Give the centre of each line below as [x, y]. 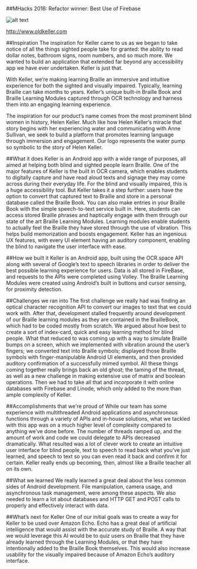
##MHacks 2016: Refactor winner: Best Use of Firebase [74, 9]
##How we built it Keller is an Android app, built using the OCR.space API [95, 258]
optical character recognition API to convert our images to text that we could [99, 307]
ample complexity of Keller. [39, 395]
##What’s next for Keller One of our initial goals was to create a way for [92, 517]
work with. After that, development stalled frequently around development [96, 313]
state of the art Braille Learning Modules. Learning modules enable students [98, 221]
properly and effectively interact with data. [58, 505]
